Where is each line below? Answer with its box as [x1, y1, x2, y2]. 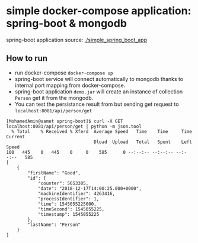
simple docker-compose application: [6, 4, 191, 18]
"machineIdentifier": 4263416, [37, 190, 116, 196]
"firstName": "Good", [27, 170, 81, 176]
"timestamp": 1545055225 [37, 211, 100, 217]
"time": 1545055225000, [37, 201, 97, 207]
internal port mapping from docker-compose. [14, 82, 126, 89]
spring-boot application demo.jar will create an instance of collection [14, 88, 183, 95]
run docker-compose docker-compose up [14, 69, 114, 76]
